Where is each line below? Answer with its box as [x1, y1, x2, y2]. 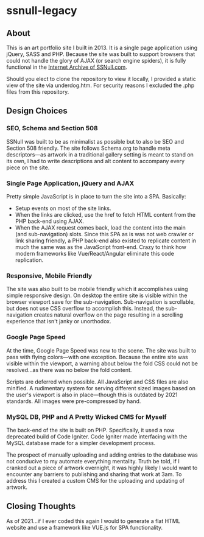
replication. [15, 256, 44, 264]
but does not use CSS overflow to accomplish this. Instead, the [6, 305, 164, 312]
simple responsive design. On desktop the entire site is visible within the [6, 292, 188, 299]
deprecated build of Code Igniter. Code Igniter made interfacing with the [6, 433, 188, 440]
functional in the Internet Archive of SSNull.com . [6, 63, 128, 71]
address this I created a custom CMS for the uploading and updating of [6, 477, 185, 484]
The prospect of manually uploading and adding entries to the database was [6, 451, 198, 458]
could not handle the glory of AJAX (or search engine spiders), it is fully [6, 57, 186, 64]
